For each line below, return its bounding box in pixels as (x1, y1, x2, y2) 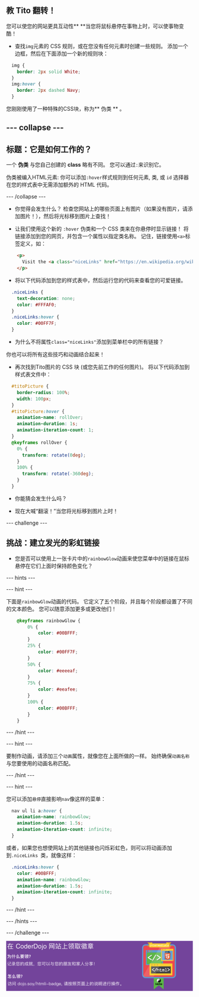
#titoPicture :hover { (11, 408, 65, 414)
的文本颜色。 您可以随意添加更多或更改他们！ (6, 605, 117, 612)
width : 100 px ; (17, 396, 52, 402)
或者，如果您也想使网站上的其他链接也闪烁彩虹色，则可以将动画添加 (6, 844, 172, 851)
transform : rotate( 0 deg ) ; (21, 452, 86, 458)
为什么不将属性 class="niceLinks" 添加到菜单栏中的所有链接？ (14, 338, 164, 346)
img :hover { (11, 81, 41, 87)
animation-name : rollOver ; (17, 414, 84, 421)
